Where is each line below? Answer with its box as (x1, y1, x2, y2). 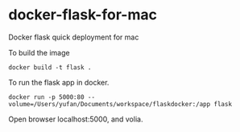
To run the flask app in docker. (8, 77, 110, 87)
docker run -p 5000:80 (8, 93, 85, 101)
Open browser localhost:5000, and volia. (8, 114, 143, 124)
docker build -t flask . (8, 63, 92, 72)
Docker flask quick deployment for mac (8, 32, 139, 42)
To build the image (8, 47, 70, 57)
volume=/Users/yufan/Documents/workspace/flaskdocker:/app (8, 100, 211, 108)
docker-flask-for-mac (8, 6, 157, 24)
